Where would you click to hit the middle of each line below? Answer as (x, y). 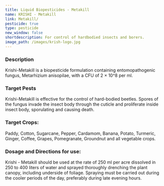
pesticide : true (22, 24)
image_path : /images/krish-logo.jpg (43, 42)
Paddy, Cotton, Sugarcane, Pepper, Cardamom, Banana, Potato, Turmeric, (80, 133)
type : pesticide (22, 28)
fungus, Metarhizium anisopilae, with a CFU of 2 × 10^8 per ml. (69, 75)
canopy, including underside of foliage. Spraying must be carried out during (82, 173)
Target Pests (20, 88)
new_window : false (24, 33)
